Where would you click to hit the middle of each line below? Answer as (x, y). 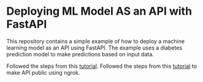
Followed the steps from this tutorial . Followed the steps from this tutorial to (102, 66)
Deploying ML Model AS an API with (99, 11)
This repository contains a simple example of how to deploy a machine (96, 41)
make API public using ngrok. (43, 72)
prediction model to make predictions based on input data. (80, 54)
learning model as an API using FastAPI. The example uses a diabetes (94, 48)
